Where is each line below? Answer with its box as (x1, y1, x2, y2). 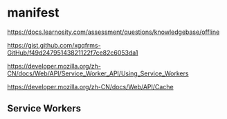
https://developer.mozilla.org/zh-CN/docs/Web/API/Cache (7, 82, 174, 91)
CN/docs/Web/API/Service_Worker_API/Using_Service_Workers (7, 69, 189, 77)
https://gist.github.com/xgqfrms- (7, 41, 102, 49)
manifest (7, 5, 60, 21)
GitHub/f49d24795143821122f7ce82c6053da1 (7, 48, 138, 57)
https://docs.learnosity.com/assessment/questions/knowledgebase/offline (7, 28, 220, 36)
